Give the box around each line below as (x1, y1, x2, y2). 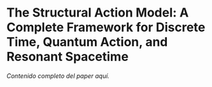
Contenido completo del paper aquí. (6, 71, 110, 80)
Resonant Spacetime (6, 49, 129, 65)
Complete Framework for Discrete (6, 19, 206, 35)
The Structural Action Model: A (6, 5, 189, 21)
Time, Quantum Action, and (6, 35, 168, 50)
